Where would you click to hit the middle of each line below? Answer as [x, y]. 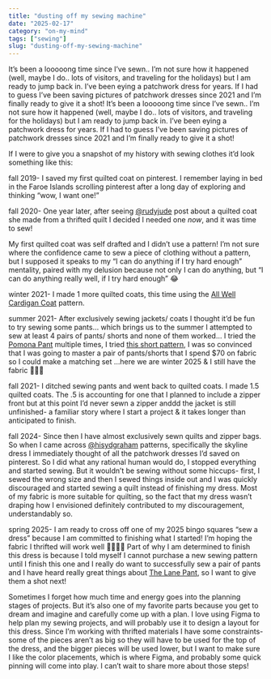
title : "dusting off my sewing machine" [78, 16]
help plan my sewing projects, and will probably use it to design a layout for [134, 623]
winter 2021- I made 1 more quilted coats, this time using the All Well [122, 294]
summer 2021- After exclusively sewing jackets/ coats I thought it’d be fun [132, 319]
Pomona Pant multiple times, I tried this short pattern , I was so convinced [130, 345]
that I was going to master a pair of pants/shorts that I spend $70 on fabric [133, 353]
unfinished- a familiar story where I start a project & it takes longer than [127, 412]
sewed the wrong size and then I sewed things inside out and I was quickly [133, 479]
